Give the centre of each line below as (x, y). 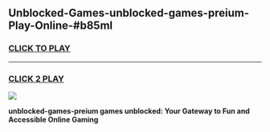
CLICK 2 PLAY (36, 78)
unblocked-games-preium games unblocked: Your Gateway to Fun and (129, 110)
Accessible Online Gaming (53, 119)
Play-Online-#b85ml (61, 26)
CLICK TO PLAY (39, 49)
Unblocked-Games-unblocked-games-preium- (129, 13)
